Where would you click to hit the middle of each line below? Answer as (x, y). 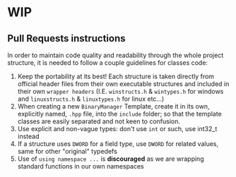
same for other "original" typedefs (67, 151)
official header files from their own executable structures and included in (123, 84)
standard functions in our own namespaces (81, 166)
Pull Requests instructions (66, 38)
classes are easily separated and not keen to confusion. (99, 121)
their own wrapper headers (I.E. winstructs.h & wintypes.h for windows (120, 91)
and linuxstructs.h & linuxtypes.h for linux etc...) (91, 99)
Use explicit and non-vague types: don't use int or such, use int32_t (117, 129)
